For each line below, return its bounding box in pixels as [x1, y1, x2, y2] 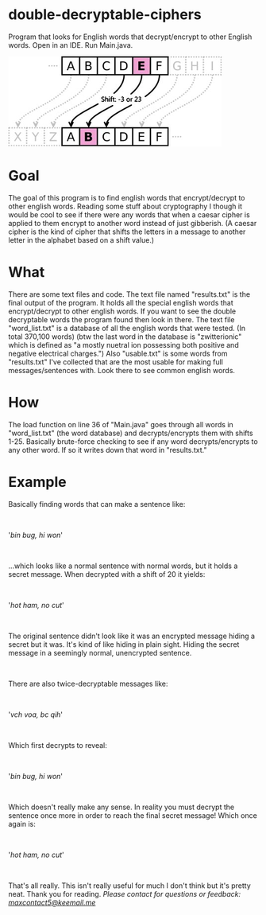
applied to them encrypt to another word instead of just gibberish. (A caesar [8, 218, 257, 228]
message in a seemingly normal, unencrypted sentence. [8, 648, 192, 657]
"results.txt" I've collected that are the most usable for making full [8, 356, 224, 367]
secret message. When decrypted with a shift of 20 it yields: [8, 569, 206, 578]
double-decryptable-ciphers [8, 6, 202, 24]
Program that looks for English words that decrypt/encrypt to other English [8, 32, 253, 41]
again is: [8, 819, 36, 828]
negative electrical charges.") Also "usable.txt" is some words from [8, 348, 228, 358]
